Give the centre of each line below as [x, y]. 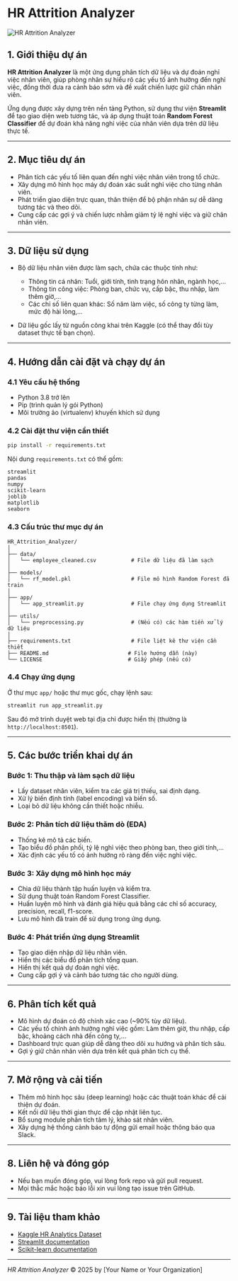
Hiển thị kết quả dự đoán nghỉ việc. [69, 967]
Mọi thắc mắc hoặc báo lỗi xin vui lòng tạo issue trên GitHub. [106, 1188]
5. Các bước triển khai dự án [70, 756]
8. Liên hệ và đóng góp [58, 1164]
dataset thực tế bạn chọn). [56, 333]
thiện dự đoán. [39, 1104]
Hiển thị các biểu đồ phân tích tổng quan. [78, 960]
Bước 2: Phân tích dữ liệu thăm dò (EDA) [77, 824]
